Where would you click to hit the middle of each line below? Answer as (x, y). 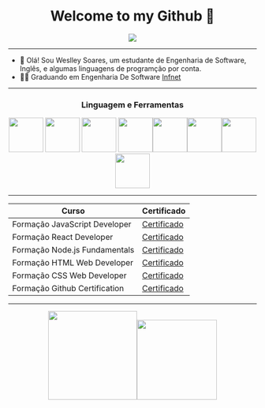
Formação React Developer (63, 238)
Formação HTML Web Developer (73, 263)
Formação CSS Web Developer (69, 275)
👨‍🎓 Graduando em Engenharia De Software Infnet (100, 77)
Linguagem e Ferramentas (132, 104)
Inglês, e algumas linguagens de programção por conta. (110, 68)
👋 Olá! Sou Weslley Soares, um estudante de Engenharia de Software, (133, 60)
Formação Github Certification (68, 289)
